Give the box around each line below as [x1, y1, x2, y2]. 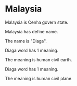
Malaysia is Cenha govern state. [5, 19, 69, 25]
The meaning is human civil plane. [5, 75, 73, 81]
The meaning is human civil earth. [5, 57, 72, 62]
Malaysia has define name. [5, 29, 58, 34]
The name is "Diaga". [5, 38, 47, 44]
